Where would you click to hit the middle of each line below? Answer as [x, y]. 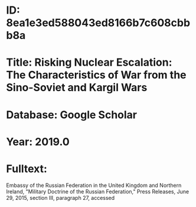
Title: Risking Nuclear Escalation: [89, 62]
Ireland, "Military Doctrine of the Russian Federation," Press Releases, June [98, 191]
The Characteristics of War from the [96, 75]
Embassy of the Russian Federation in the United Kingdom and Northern [94, 185]
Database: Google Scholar [72, 114]
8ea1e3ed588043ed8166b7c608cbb [98, 23]
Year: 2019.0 [38, 142]
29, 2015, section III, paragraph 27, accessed [61, 198]
